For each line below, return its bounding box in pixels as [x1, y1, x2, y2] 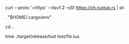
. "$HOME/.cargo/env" [5, 14, 51, 20]
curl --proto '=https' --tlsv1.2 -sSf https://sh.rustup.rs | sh [5, 5, 124, 10]
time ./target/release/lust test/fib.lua [5, 34, 79, 39]
